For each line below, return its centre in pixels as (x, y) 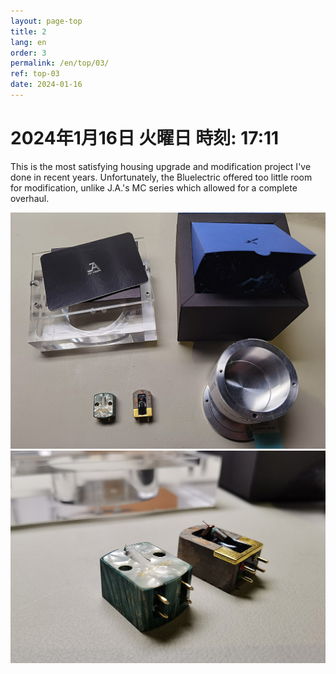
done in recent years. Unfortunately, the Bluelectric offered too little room (161, 177)
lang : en (28, 42)
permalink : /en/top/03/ (60, 63)
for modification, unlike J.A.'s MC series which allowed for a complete (154, 187)
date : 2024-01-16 (46, 85)
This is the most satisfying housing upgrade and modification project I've (161, 166)
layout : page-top (46, 21)
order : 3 (28, 53)
